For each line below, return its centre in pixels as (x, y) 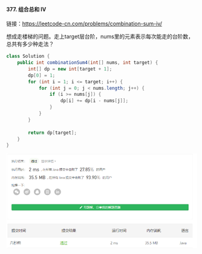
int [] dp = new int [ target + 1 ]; (70, 69)
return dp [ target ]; (53, 133)
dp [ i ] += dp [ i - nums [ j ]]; (94, 101)
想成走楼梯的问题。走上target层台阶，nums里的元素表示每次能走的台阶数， (100, 37)
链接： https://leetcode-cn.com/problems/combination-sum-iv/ (84, 24)
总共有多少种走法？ (30, 44)
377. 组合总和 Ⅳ (26, 9)
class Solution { (28, 56)
